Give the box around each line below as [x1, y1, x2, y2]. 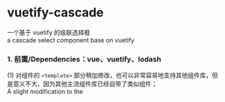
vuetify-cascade [7, 5, 104, 21]
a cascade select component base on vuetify [7, 36, 135, 44]
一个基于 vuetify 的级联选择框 [7, 28, 91, 36]
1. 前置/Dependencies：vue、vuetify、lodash [7, 54, 161, 64]
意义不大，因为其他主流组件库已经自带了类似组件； [12, 80, 158, 88]
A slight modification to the [7, 88, 84, 96]
